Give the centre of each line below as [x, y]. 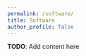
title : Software [31, 20]
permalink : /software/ [41, 14]
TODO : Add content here [43, 47]
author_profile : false [41, 27]
